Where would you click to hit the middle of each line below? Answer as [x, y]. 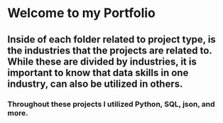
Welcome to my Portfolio [82, 13]
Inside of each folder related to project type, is [112, 39]
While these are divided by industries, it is [102, 61]
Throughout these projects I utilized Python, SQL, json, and [111, 104]
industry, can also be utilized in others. [95, 84]
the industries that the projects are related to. [110, 50]
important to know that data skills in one [98, 73]
